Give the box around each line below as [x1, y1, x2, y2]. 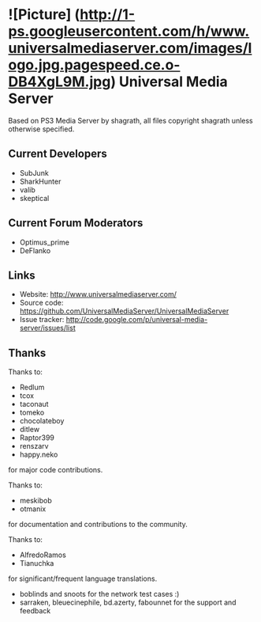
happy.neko [19, 449, 58, 460]
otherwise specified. [8, 124, 75, 134]
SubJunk [19, 168, 49, 177]
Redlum [19, 382, 45, 393]
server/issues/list [19, 323, 76, 333]
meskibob [19, 496, 53, 506]
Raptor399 [19, 433, 55, 442]
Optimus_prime [19, 237, 69, 247]
